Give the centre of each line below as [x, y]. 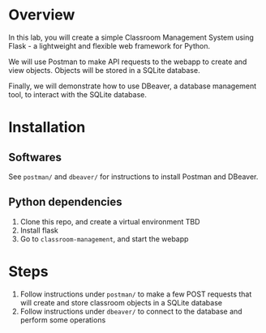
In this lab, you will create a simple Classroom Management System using [131, 37]
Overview [42, 15]
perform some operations [63, 320]
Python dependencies [66, 202]
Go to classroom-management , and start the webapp [104, 239]
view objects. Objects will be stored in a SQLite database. [104, 70]
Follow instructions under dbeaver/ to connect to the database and [131, 311]
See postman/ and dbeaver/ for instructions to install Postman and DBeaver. [133, 177]
